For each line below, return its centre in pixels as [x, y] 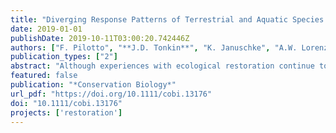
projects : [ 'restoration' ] [66, 112]
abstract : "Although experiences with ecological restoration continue [162, 66]
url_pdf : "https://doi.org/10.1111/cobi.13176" [111, 94]
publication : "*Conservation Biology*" [93, 85]
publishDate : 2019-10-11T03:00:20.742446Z [100, 38]
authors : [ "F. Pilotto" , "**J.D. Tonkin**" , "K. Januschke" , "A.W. [154, 47]
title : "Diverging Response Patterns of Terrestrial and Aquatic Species [167, 19]
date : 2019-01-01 [46, 29]
